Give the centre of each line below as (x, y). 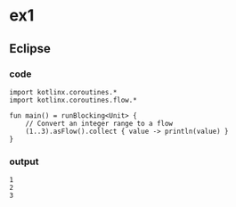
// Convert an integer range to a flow (99, 123)
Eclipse (30, 49)
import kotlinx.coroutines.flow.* (73, 100)
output (24, 161)
